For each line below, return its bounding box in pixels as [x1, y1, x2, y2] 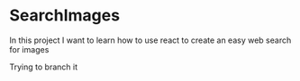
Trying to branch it [9, 61, 78, 72]
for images [9, 44, 50, 54]
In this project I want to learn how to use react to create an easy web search [9, 35, 292, 45]
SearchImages [9, 5, 120, 26]
